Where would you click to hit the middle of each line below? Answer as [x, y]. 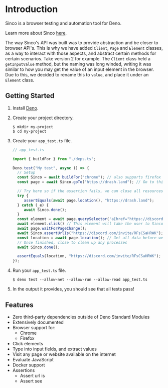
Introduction [32, 9]
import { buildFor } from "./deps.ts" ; [54, 159]
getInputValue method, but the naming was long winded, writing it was [78, 64]
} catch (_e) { [33, 205]
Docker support [29, 365]
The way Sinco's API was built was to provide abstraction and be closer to [82, 42]
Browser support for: [34, 327]
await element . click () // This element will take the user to [83, 224]
